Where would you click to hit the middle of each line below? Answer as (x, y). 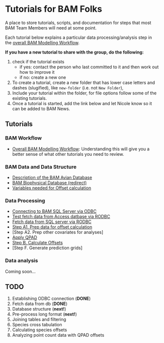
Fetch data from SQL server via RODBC (52, 222)
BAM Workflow (23, 138)
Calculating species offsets (39, 330)
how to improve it (37, 72)
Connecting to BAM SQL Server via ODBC (54, 211)
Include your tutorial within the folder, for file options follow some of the (84, 93)
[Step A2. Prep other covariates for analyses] (58, 232)
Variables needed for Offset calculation (52, 188)
